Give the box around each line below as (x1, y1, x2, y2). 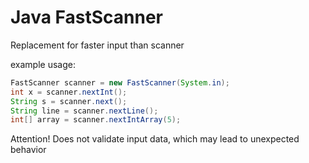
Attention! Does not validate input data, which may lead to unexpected (10, 133, 300, 145)
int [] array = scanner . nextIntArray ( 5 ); (10, 115, 182, 125)
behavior (10, 144, 47, 156)
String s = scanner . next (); (10, 96, 128, 106)
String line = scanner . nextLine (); (10, 106, 159, 116)
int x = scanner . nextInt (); (10, 87, 128, 97)
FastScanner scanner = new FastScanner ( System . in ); (10, 77, 230, 88)
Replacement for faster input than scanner (10, 39, 185, 51)
